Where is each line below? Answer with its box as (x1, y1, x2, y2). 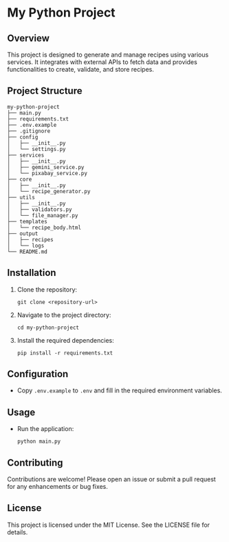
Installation (7, 267, 56, 279)
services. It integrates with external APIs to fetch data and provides (7, 58, 197, 66)
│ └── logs (7, 242, 45, 249)
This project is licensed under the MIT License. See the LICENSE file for (7, 521, 210, 529)
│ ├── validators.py (7, 205, 72, 213)
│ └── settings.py (7, 145, 67, 152)
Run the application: (17, 425, 74, 433)
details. (7, 528, 28, 536)
